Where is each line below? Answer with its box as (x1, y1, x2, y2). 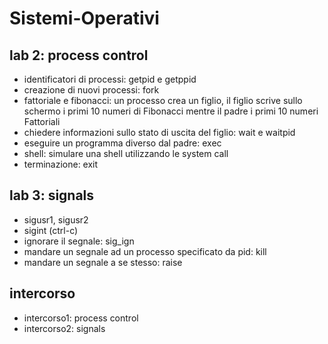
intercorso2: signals (23, 322, 106, 334)
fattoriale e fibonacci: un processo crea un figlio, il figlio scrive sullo (23, 95, 303, 106)
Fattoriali (23, 116, 61, 127)
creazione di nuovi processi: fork (23, 84, 160, 96)
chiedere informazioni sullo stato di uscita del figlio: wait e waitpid (23, 127, 296, 138)
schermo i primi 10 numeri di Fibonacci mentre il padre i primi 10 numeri (23, 105, 319, 117)
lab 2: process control (9, 47, 149, 64)
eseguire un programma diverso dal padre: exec (23, 137, 222, 149)
